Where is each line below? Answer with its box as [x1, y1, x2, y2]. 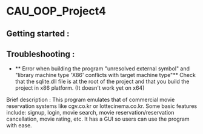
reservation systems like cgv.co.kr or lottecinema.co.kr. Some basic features [6, 102, 198, 110]
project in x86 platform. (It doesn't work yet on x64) [15, 84, 145, 92]
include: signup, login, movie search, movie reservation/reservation [6, 109, 175, 116]
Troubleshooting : [6, 49, 75, 59]
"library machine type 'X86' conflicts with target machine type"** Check [15, 72, 196, 79]
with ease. [6, 122, 32, 129]
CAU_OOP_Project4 [6, 4, 106, 18]
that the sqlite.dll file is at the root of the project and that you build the [15, 78, 190, 85]
